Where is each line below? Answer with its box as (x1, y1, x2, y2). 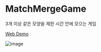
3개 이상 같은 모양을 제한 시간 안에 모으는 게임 (5, 20, 96, 27)
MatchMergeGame (5, 3, 87, 15)
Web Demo (5, 31, 29, 37)
